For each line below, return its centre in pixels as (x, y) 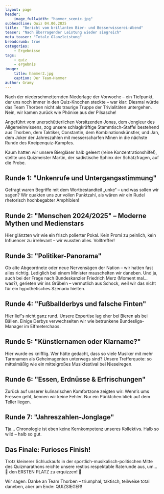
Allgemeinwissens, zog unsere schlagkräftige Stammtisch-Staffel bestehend (82, 127)
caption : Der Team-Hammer (40, 78)
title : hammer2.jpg (34, 74)
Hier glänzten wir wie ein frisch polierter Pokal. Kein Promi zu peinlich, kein (81, 235)
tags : (11, 55)
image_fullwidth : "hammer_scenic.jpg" (53, 19)
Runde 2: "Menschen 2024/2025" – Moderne (76, 216)
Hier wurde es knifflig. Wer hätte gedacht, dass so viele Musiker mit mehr (79, 354)
